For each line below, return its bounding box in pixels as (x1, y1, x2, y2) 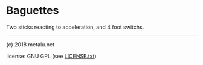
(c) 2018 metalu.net (6, 40, 55, 48)
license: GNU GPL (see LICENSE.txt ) (6, 52, 97, 60)
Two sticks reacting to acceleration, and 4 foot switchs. (6, 23, 144, 31)
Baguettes (6, 4, 59, 17)
